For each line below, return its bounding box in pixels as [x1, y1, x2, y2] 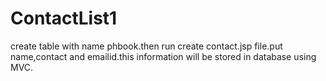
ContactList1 [10, 7, 118, 30]
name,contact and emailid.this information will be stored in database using [10, 50, 317, 62]
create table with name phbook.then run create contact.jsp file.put [10, 40, 283, 52]
